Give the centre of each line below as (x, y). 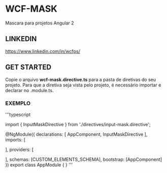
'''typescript (18, 114)
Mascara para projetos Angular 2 (40, 23)
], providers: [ (20, 149)
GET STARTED (28, 67)
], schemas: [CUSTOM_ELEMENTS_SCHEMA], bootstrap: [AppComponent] (84, 159)
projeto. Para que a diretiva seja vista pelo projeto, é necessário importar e (83, 85)
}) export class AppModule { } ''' (39, 165)
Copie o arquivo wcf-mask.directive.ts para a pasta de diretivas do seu (81, 79)
